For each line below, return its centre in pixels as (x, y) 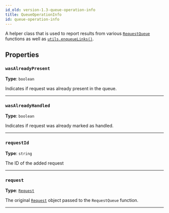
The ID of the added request (34, 163)
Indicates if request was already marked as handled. (60, 126)
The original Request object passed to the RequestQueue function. (72, 200)
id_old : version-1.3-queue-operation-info (50, 10)
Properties (22, 55)
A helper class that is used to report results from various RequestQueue (77, 34)
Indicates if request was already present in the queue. (61, 89)
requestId (17, 143)
